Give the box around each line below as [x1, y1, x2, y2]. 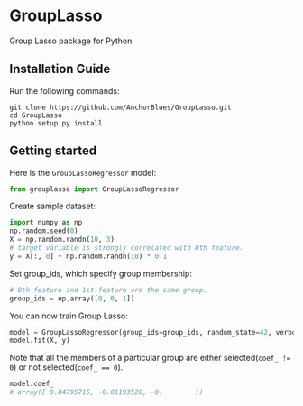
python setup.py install [9, 118, 103, 127]
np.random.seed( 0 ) [9, 226, 78, 235]
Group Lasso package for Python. [9, 35, 135, 46]
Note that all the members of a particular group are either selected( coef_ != [9, 353, 291, 364]
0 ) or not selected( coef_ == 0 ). [9, 362, 124, 373]
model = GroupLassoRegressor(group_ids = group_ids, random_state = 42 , [9, 328, 272, 337]
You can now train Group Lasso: [9, 310, 129, 321]
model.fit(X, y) [9, 336, 70, 346]
